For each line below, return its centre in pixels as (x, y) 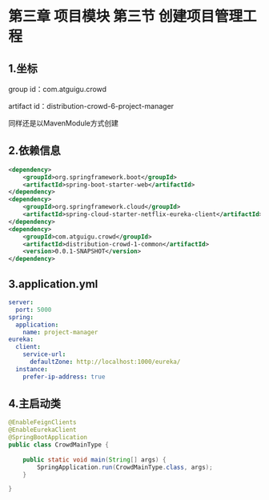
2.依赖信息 (35, 151)
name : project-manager (60, 332)
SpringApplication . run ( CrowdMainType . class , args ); (125, 467)
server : (21, 302)
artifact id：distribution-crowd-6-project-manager (91, 106)
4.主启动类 (35, 404)
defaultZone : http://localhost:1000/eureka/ (105, 362)
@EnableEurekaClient (43, 430)
